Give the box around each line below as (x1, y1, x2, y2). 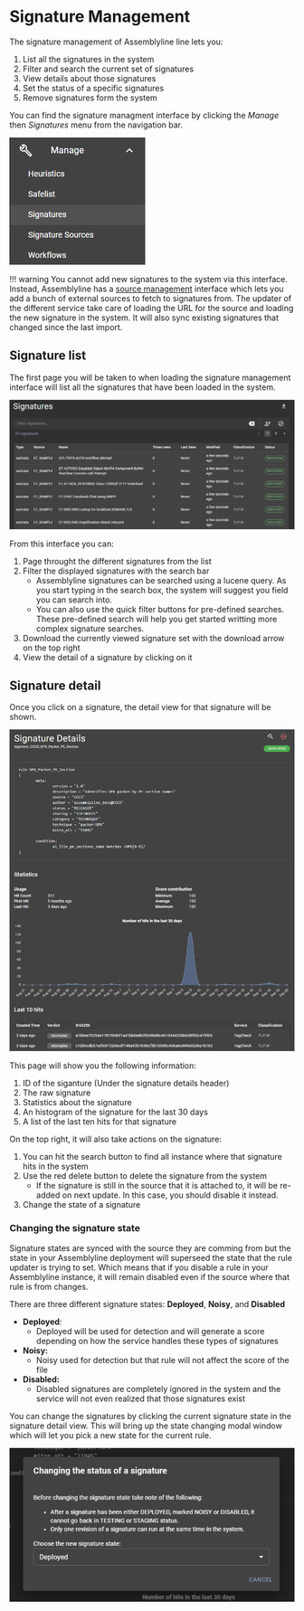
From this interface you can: (9, 538, 115, 549)
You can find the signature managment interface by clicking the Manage (9, 109, 280, 120)
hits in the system (22, 1161, 89, 1172)
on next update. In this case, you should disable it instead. (62, 1189, 279, 1200)
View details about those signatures (22, 72, 157, 83)
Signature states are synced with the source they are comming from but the (9, 1242, 291, 1254)
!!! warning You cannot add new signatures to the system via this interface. (9, 273, 288, 284)
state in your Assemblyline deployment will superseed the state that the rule (9, 1252, 292, 1263)
